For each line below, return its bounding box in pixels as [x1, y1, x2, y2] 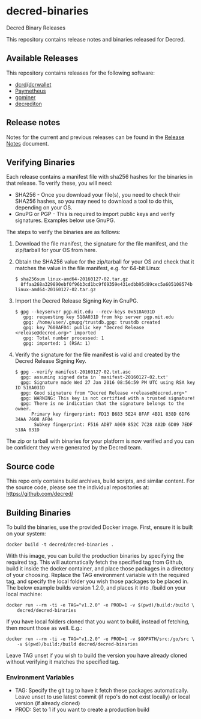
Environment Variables [6, 673, 74, 681]
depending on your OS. [14, 204, 73, 211]
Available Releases [6, 53, 79, 64]
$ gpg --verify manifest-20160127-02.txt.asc [14, 369, 131, 375]
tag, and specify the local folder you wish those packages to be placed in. [6, 578, 189, 585]
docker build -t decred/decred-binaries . [6, 542, 114, 548]
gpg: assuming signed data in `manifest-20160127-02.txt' [20, 374, 169, 380]
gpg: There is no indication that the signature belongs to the [20, 401, 185, 407]
